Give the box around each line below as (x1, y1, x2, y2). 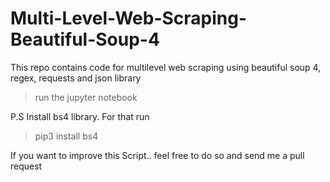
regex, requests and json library (10, 72, 142, 84)
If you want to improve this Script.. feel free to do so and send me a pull (10, 149, 305, 161)
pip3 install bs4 (34, 130, 99, 142)
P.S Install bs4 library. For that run (10, 110, 150, 122)
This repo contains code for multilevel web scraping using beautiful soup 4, (10, 61, 322, 73)
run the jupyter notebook (34, 91, 138, 103)
